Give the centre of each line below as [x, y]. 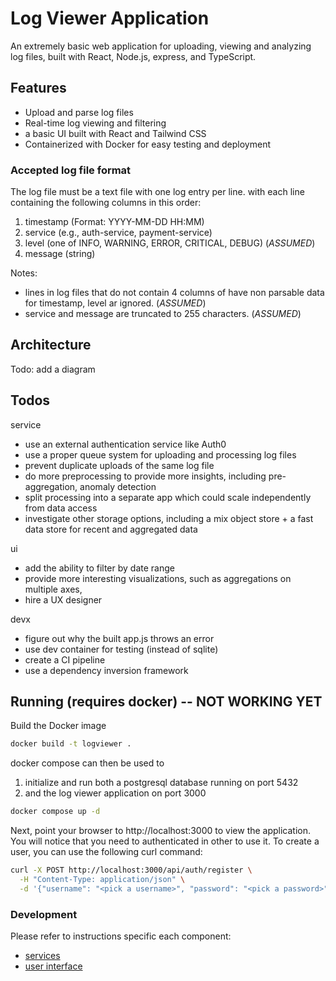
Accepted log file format [71, 170]
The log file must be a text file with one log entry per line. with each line [157, 192]
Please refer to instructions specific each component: [121, 936]
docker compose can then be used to [87, 763]
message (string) [60, 254]
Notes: [24, 273]
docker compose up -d [55, 812]
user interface [53, 966]
